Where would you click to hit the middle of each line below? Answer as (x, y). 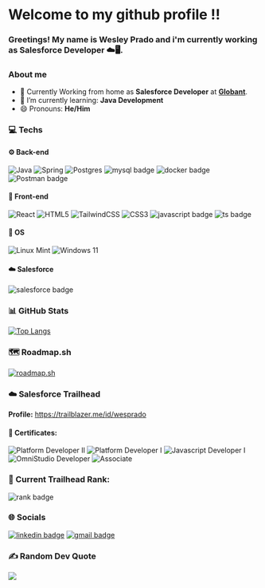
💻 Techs (26, 130)
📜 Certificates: (33, 432)
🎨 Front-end (29, 196)
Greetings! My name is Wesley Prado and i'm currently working (133, 40)
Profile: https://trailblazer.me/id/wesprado (78, 414)
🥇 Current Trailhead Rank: (59, 479)
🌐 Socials (27, 518)
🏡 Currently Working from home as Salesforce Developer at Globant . (134, 92)
